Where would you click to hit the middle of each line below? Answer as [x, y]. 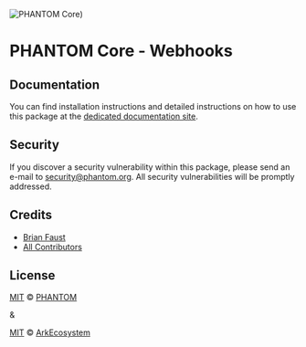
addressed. [31, 186]
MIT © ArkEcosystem [50, 332]
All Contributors [52, 247]
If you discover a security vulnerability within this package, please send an [150, 167]
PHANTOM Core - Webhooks [121, 51]
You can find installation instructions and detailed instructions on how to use [153, 106]
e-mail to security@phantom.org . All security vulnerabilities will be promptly [152, 176]
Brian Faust [44, 237]
